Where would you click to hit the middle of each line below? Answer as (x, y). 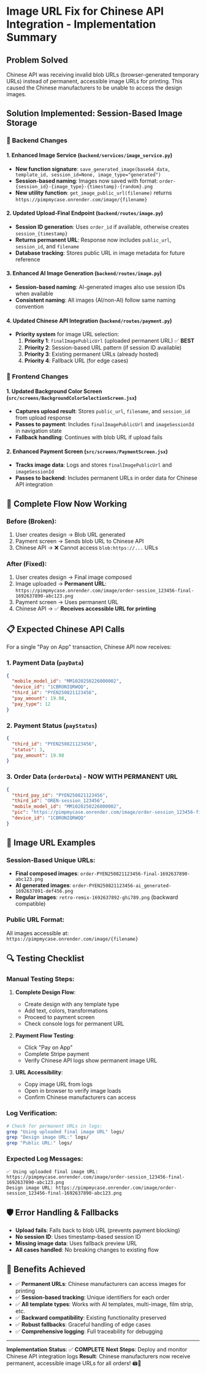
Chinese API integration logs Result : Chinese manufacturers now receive (98, 1356)
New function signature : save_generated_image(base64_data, (93, 169)
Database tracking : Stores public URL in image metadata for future (100, 253)
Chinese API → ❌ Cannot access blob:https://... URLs (86, 548)
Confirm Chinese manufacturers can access (80, 1097)
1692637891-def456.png (44, 891)
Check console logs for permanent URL (74, 1024)
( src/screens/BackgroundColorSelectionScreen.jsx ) (71, 397)
